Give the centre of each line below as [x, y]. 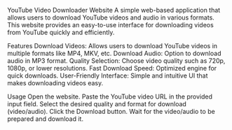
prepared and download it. [46, 119]
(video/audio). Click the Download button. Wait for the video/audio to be [111, 111]
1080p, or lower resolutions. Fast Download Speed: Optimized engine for [112, 68]
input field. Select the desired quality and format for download [97, 104]
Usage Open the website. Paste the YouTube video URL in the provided [110, 96]
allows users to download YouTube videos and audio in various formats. [111, 17]
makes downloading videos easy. [55, 83]
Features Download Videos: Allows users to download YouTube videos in [112, 46]
